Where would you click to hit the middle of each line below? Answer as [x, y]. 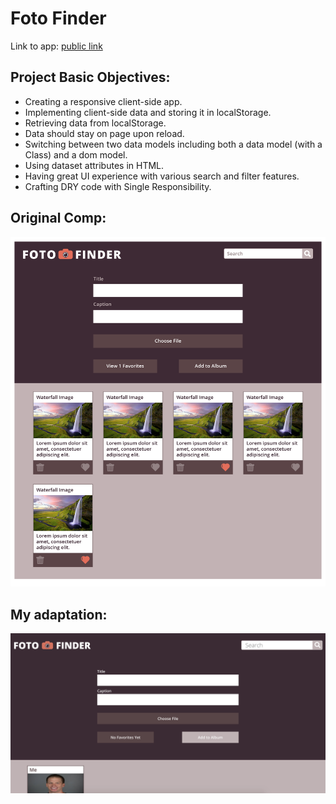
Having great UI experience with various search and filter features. [162, 176]
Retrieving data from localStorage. [95, 123]
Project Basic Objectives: [90, 77]
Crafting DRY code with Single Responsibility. [118, 186]
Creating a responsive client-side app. [103, 101]
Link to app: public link [56, 46]
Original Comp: [58, 218]
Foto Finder [58, 18]
